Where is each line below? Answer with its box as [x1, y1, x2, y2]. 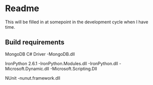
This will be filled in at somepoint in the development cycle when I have [5, 19, 149, 25]
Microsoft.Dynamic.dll [5, 66, 49, 71]
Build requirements [5, 38, 65, 47]
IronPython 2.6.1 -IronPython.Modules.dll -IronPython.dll [5, 60, 118, 66]
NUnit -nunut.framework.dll [5, 75, 60, 81]
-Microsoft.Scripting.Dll [50, 66, 97, 71]
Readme [5, 3, 40, 14]
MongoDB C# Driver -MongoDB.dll [5, 51, 75, 57]
